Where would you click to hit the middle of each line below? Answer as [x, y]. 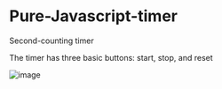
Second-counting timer [52, 41]
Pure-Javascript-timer [93, 16]
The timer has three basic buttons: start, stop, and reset [111, 57]
